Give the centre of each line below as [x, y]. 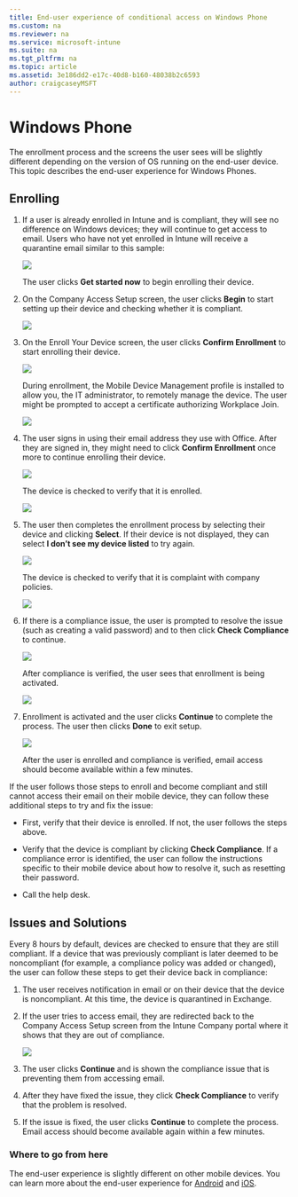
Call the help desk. [56, 895]
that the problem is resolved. [74, 1105]
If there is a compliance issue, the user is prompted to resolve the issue [153, 621]
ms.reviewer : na [39, 34]
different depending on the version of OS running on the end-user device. [144, 161]
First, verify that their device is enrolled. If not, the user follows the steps [154, 823]
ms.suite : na [33, 51]
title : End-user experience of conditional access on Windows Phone [138, 17]
